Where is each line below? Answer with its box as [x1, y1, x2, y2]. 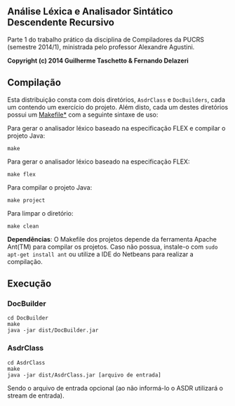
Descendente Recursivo [7, 17, 114, 29]
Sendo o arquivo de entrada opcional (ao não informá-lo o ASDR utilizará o [7, 384, 223, 392]
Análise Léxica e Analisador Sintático [7, 6, 173, 18]
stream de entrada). [7, 391, 65, 400]
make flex [7, 171, 36, 178]
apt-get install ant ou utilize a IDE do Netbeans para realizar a [7, 249, 194, 258]
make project [7, 197, 46, 204]
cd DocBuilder [7, 315, 49, 322]
